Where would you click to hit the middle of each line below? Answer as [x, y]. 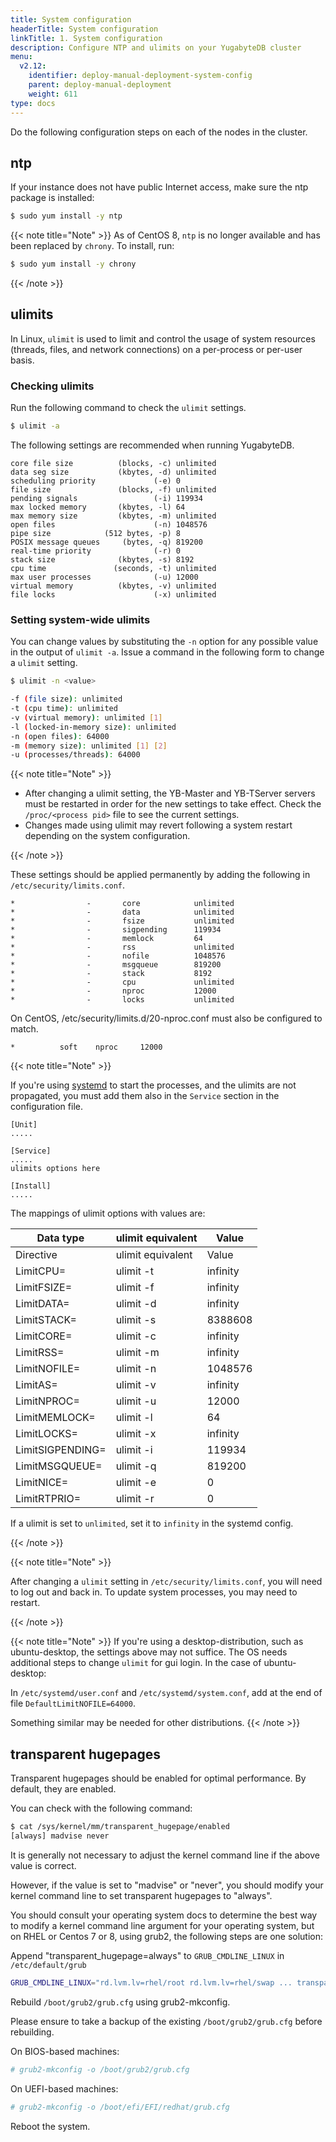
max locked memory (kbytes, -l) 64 [98, 507]
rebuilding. [32, 2032]
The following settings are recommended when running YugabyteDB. [152, 445]
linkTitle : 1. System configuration [86, 38]
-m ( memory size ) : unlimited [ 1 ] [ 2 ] [89, 746]
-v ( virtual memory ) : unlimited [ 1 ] [86, 717]
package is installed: [52, 198]
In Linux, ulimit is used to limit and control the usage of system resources [163, 338]
